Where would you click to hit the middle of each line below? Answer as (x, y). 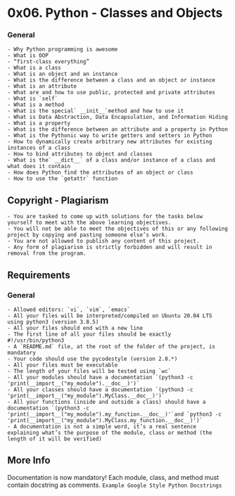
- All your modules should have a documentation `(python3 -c (100, 377)
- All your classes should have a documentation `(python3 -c (100, 389)
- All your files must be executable (63, 365)
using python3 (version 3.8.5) (53, 322)
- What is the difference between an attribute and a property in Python (118, 129)
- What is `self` (33, 99)
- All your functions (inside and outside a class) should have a (107, 402)
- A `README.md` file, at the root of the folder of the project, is (112, 346)
